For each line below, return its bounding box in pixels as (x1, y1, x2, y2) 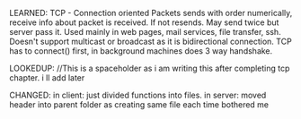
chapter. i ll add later (9, 72, 85, 83)
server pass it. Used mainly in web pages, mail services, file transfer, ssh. (9, 27, 281, 37)
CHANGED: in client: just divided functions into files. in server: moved (9, 89, 267, 100)
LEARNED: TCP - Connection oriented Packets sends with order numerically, (9, 8, 293, 18)
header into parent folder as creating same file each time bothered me (9, 99, 270, 110)
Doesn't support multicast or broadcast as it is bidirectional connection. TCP (9, 36, 292, 47)
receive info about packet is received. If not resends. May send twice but (9, 17, 279, 28)
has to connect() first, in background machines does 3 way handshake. (9, 46, 273, 56)
